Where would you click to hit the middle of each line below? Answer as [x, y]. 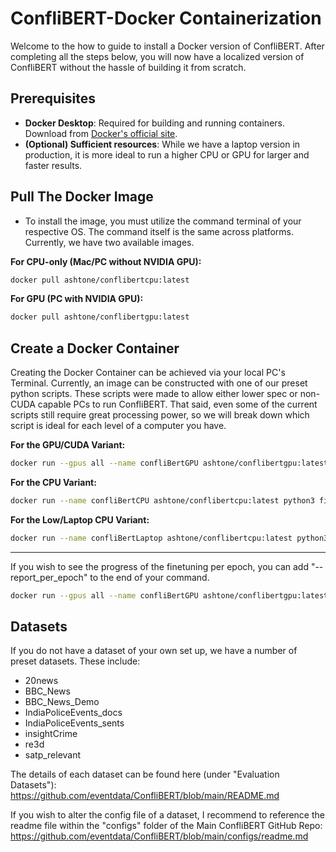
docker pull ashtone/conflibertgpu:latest [100, 317]
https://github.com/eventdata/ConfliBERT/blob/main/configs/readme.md [159, 836]
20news [41, 681]
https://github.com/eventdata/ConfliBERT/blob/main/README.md [145, 796]
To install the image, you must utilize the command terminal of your [163, 221]
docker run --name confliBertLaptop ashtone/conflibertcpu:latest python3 [169, 538]
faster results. [53, 165]
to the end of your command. [149, 577]
